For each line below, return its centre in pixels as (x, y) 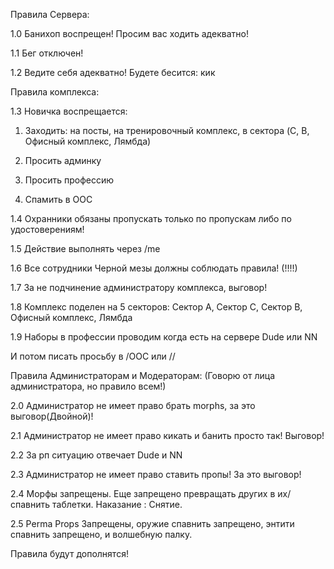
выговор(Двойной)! (52, 416)
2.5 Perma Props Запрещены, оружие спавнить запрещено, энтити (152, 523)
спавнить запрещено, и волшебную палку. (101, 534)
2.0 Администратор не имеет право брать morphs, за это (133, 405)
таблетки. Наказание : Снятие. (117, 504)
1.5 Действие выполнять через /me (85, 248)
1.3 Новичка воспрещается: (69, 111)
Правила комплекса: (55, 92)
